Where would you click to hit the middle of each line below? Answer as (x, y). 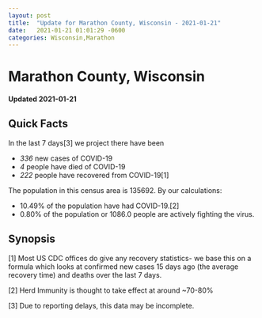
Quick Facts (38, 124)
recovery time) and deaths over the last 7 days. (85, 274)
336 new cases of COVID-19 (66, 158)
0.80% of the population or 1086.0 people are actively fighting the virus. (137, 214)
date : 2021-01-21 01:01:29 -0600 (67, 30)
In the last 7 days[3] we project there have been (86, 142)
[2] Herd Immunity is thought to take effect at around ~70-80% (111, 290)
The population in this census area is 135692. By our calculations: (115, 190)
